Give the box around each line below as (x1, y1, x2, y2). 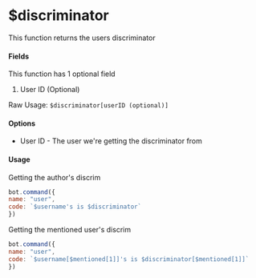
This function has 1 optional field (8, 69, 116, 79)
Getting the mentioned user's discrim (8, 225, 131, 235)
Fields (8, 51, 30, 61)
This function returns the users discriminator (8, 33, 156, 42)
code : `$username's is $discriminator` (8, 203, 142, 211)
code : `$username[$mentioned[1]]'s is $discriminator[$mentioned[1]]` (8, 255, 250, 263)
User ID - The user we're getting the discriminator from (19, 136, 203, 146)
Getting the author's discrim (8, 172, 101, 182)
